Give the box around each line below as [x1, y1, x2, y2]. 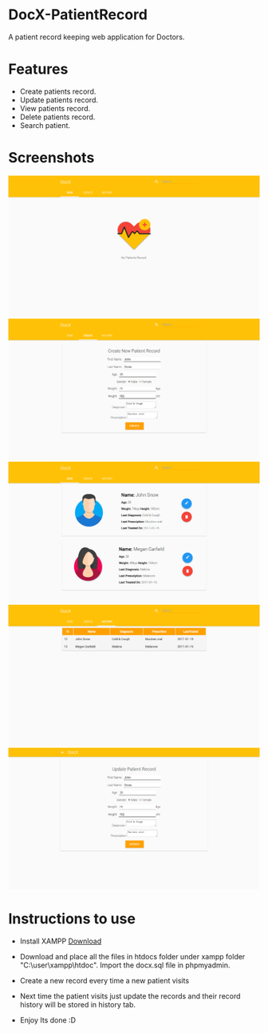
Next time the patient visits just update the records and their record [19, 991, 241, 1001]
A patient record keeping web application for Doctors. [8, 32, 185, 42]
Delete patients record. [19, 112, 96, 122]
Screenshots [8, 149, 95, 167]
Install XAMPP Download [19, 936, 102, 946]
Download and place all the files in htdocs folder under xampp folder [19, 951, 246, 961]
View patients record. [19, 103, 91, 113]
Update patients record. [19, 94, 98, 105]
